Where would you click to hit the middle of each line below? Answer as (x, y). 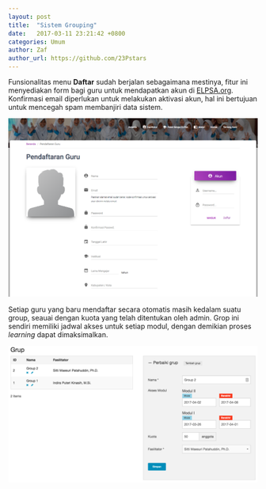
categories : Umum (37, 42)
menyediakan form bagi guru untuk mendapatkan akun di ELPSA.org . (121, 90)
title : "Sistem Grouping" (53, 25)
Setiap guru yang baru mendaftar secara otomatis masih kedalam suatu (125, 309)
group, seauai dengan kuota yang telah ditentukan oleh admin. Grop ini (124, 317)
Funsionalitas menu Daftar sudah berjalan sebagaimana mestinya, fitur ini (128, 82)
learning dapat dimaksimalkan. (58, 334)
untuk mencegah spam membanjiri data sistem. (85, 107)
